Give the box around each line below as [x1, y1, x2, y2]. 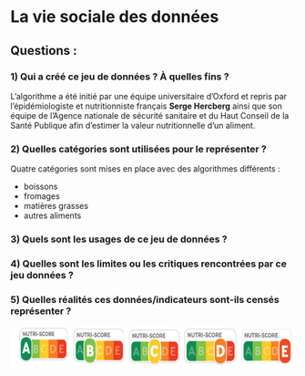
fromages [23, 191, 60, 202]
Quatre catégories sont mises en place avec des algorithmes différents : [10, 163, 280, 174]
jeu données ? [10, 269, 74, 282]
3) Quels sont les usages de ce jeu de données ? [10, 233, 228, 245]
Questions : [10, 43, 77, 58]
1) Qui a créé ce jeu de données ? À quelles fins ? [10, 70, 230, 83]
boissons [23, 181, 58, 193]
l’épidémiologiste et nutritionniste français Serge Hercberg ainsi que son [10, 100, 283, 111]
